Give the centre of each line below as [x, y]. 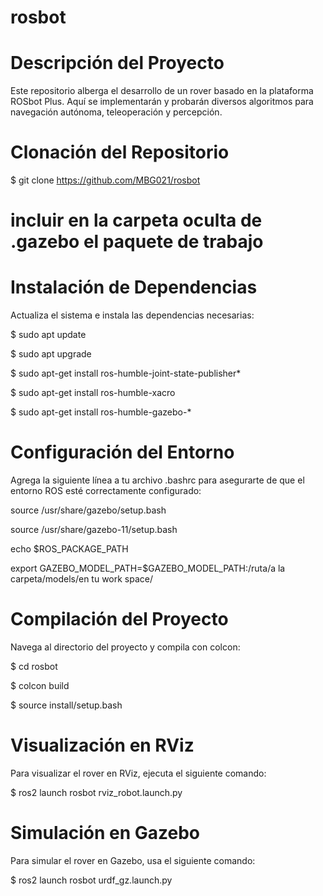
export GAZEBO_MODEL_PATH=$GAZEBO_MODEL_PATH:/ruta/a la [148, 568]
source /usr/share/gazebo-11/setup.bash [94, 530]
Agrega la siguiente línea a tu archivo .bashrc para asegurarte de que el [157, 480]
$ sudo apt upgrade [51, 354]
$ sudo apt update [48, 335]
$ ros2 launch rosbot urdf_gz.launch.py [91, 880]
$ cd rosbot [34, 667]
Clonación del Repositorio [120, 152]
